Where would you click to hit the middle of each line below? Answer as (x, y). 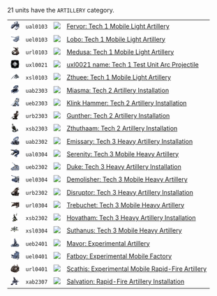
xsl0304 (37, 231)
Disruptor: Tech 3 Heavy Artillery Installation (130, 192)
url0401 (37, 269)
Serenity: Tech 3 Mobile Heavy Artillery (123, 154)
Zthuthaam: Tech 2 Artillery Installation (122, 128)
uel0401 (37, 257)
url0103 (37, 52)
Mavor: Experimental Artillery (108, 243)
